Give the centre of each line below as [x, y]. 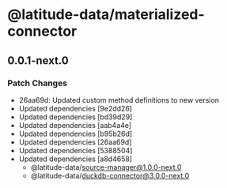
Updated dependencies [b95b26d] [76, 133]
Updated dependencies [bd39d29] [76, 117]
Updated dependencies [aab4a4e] [75, 125]
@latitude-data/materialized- [106, 15]
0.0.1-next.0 [38, 60]
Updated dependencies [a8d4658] [75, 159]
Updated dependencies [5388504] [76, 150]
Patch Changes [38, 83]
